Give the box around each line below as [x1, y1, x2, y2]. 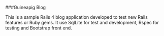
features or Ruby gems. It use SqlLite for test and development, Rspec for [5, 20, 159, 25]
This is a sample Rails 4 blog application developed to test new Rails [5, 14, 148, 20]
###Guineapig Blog [5, 5, 46, 10]
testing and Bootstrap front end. [5, 25, 72, 31]
